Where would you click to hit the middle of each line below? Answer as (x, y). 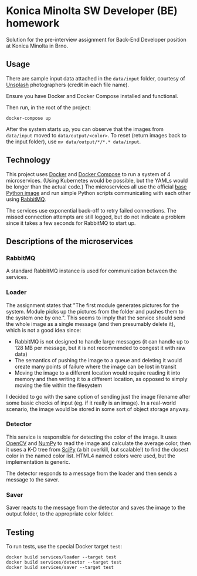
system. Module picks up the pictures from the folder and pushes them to (95, 311)
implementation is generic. (38, 462)
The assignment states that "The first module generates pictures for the (93, 305)
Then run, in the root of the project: (49, 107)
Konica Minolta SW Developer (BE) (92, 11)
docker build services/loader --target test (61, 557)
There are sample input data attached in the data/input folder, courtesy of (96, 78)
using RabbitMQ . (26, 199)
